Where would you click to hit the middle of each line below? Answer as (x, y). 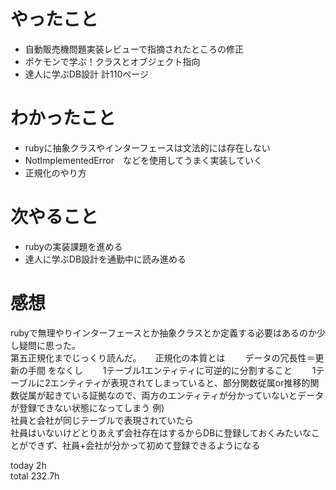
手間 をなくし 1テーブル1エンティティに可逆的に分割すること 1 (172, 370)
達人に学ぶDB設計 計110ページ (86, 74)
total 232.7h (35, 476)
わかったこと (63, 118)
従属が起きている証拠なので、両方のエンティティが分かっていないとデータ (171, 395)
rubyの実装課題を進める (73, 246)
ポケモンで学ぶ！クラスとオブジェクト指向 (112, 61)
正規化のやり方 (55, 172)
